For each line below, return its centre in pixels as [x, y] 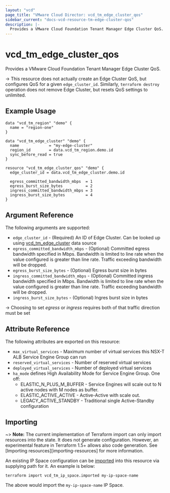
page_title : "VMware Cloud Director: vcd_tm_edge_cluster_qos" [74, 15]
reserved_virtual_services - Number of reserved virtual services [82, 362]
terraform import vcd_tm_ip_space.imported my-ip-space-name [72, 476]
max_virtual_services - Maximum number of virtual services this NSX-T [89, 351]
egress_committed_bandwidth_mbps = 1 [51, 181]
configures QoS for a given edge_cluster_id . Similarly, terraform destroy [82, 84]
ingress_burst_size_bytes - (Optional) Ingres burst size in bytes [80, 297]
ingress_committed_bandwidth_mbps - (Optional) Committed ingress [83, 276]
